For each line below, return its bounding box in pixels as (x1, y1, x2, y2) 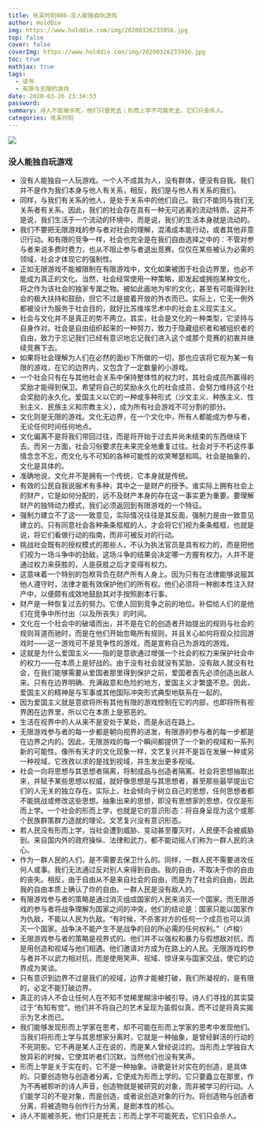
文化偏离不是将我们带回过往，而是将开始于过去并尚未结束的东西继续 (19, 432, 241, 441)
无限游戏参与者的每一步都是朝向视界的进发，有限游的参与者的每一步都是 (19, 727, 254, 737)
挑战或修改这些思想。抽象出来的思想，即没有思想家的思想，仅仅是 (33, 796, 248, 806)
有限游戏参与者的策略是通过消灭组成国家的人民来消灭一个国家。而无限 (19, 895, 248, 904)
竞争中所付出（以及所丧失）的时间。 (33, 609, 151, 618)
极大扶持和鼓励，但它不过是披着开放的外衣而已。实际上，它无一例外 (33, 294, 254, 303)
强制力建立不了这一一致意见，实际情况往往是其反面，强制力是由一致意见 (19, 510, 254, 520)
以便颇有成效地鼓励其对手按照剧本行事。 (40, 589, 172, 599)
